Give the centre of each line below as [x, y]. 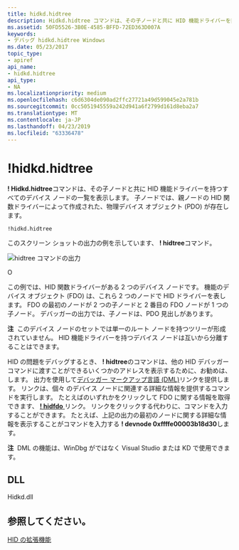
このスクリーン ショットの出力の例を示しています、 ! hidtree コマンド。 [112, 243]
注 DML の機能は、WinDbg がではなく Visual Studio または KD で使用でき [116, 448]
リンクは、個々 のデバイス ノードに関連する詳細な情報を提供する [116, 388]
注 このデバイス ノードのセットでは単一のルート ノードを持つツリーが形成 [117, 329]
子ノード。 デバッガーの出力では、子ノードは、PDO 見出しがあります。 [112, 314]
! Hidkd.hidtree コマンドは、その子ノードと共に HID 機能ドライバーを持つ [115, 189]
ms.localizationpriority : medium [57, 93]
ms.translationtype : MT [43, 113]
